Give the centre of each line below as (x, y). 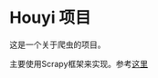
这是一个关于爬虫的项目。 (58, 44)
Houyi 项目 (50, 18)
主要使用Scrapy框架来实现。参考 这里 (79, 63)
